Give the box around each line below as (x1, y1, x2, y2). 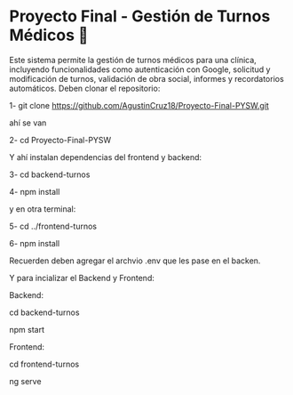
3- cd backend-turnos (9, 169, 91, 180)
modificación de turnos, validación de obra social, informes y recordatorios (9, 73, 284, 84)
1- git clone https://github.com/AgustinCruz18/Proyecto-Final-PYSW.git (9, 100, 269, 110)
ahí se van (9, 117, 47, 128)
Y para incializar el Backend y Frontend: (9, 272, 155, 283)
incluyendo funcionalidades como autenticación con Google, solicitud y (9, 64, 271, 75)
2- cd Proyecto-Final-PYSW (9, 134, 112, 145)
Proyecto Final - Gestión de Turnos (9, 6, 271, 27)
